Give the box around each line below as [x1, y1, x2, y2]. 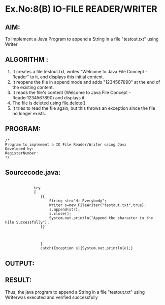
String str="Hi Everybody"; [49, 198, 107, 204]
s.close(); [49, 212, 71, 216]
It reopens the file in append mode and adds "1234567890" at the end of [12, 79, 160, 85]
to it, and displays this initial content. [30, 74, 104, 80]
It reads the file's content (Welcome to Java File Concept [12, 90, 128, 95]
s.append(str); [49, 207, 80, 212]
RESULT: [5, 276, 32, 284]
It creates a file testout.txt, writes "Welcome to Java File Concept [12, 68, 144, 74]
